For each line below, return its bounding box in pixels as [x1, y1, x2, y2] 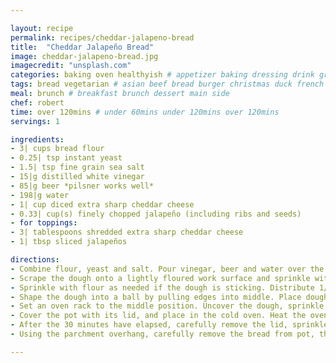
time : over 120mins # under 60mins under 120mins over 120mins [10, 107, 280, 117]
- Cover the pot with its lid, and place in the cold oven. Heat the [10, 311, 307, 321]
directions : [10, 255, 60, 265]
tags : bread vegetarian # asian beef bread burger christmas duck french [10, 79, 325, 90]
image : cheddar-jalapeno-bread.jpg [10, 51, 159, 61]
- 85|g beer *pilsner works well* [10, 181, 155, 191]
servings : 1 [10, 116, 60, 126]
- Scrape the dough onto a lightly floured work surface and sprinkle [10, 273, 311, 283]
